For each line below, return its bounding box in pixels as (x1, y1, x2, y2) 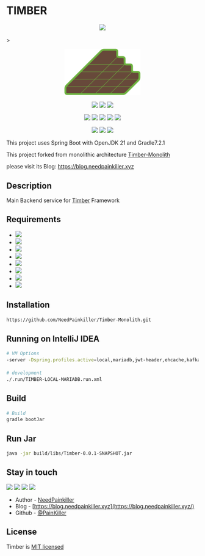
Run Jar (6, 433, 37, 444)
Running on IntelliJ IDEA (6, 333, 99, 344)
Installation (6, 300, 50, 310)
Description (6, 181, 52, 191)
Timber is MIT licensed (6, 543, 64, 550)
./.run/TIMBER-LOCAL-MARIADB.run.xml (6, 376, 103, 382)
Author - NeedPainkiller (15, 496, 74, 504)
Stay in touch (6, 468, 58, 478)
